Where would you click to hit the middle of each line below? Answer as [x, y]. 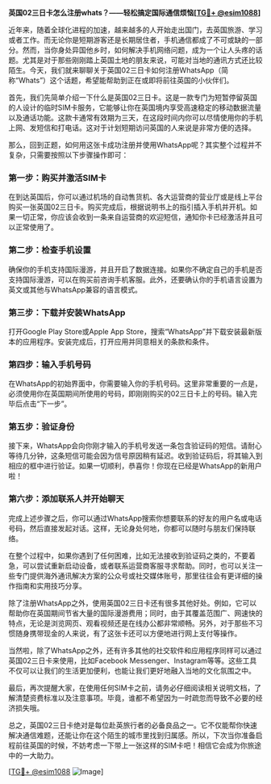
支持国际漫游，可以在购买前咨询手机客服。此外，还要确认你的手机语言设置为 [135, 279]
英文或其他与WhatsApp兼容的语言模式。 [75, 289]
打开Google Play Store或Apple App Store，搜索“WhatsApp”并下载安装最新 [132, 331]
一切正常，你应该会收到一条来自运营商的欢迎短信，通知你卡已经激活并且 [135, 217]
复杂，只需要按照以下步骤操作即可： [69, 155]
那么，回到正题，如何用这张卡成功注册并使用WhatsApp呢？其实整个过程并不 [135, 145]
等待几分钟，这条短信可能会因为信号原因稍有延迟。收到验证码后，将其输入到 [135, 456]
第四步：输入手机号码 [50, 364]
